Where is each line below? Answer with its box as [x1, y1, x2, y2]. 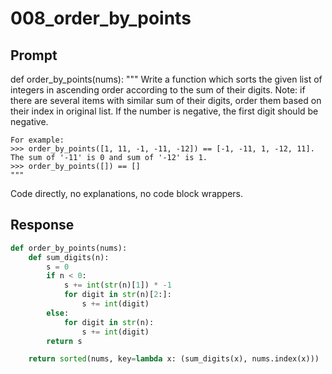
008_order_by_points [10, 7, 192, 30]
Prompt [10, 47, 58, 64]
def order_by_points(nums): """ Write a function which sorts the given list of [10, 73, 323, 85]
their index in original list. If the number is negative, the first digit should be [10, 105, 319, 117]
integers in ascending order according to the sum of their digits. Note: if [10, 84, 306, 96]
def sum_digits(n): [28, 252, 110, 262]
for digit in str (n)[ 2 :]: [63, 290, 172, 300]
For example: [10, 135, 65, 145]
